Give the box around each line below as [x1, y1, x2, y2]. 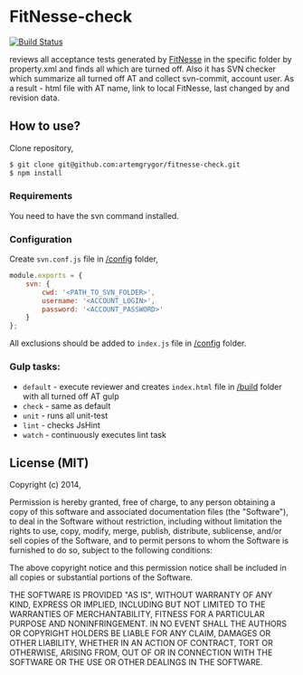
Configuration [9, 233, 72, 245]
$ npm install [9, 168, 63, 177]
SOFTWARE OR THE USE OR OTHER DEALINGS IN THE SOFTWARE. [9, 657, 263, 668]
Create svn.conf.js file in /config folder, [9, 253, 158, 264]
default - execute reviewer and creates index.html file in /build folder [22, 381, 282, 392]
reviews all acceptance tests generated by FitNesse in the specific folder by [9, 53, 292, 64]
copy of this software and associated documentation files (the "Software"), [9, 507, 289, 518]
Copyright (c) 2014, [9, 480, 81, 490]
